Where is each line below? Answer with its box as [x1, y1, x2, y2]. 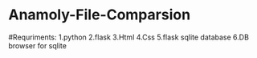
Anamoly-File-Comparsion [8, 6, 191, 24]
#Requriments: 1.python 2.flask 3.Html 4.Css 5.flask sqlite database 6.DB [8, 32, 249, 42]
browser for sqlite [8, 40, 67, 50]
